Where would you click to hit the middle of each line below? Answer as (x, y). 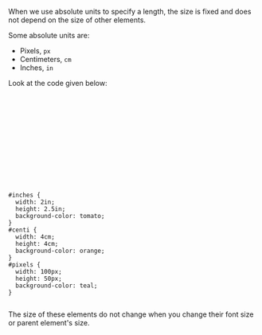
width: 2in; (35, 202)
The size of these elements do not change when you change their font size (131, 314)
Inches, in (36, 68)
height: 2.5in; (41, 209)
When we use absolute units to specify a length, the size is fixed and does (130, 12)
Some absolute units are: (49, 35)
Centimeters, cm (45, 59)
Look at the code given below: (58, 83)
